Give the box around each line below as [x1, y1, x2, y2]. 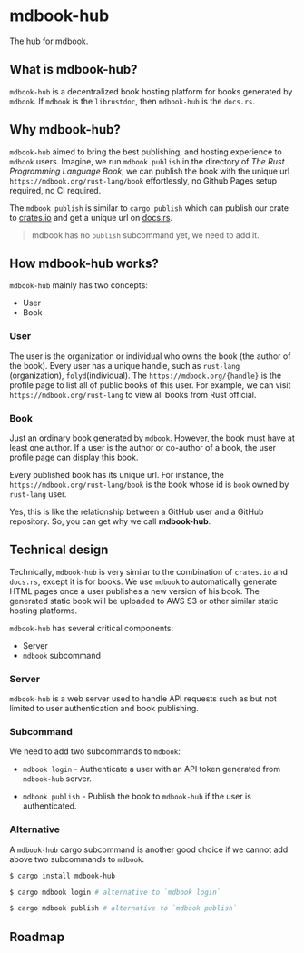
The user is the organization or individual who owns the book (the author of [9, 351, 291, 362]
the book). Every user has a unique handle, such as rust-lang [9, 360, 240, 371]
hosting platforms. [9, 605, 78, 616]
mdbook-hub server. [22, 773, 93, 784]
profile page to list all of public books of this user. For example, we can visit [9, 379, 291, 391]
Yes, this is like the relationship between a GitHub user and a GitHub [9, 506, 264, 517]
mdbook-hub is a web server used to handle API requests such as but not [9, 693, 277, 704]
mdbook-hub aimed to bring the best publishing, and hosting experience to [9, 146, 283, 157]
